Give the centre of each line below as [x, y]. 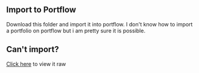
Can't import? [33, 49]
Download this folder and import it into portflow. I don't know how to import [99, 24]
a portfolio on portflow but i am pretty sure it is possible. [76, 31]
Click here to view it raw [36, 64]
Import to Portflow [41, 10]
